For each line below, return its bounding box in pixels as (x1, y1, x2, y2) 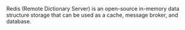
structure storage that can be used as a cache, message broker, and (6, 11, 178, 19)
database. (6, 18, 32, 25)
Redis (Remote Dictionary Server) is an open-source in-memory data (6, 5, 180, 12)
